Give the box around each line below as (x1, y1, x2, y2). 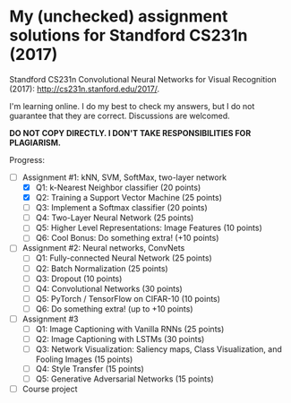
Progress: (9, 154, 45, 165)
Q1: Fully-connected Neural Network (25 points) (35, 253, 212, 263)
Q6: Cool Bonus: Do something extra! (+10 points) (35, 233, 219, 244)
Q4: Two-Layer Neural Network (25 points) (35, 212, 194, 223)
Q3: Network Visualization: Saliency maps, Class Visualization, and (35, 344, 282, 355)
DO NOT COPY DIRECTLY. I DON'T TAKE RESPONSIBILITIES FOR (9, 127, 252, 138)
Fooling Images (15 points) (35, 354, 133, 364)
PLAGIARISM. (9, 137, 61, 148)
